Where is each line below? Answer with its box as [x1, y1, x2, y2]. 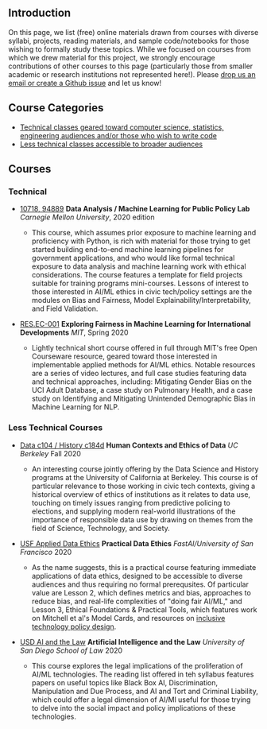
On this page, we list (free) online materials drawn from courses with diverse [8, 27, 259, 37]
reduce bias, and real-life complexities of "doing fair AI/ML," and [31, 596, 242, 606]
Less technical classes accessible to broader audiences [19, 139, 203, 149]
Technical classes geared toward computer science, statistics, [19, 122, 224, 132]
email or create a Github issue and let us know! [8, 78, 162, 87]
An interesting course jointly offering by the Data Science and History [31, 464, 259, 474]
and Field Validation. [31, 304, 99, 313]
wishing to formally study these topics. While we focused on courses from [8, 44, 252, 54]
